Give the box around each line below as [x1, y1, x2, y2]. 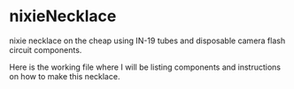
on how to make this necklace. [9, 70, 120, 81]
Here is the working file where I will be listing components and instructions [9, 62, 282, 72]
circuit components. [9, 44, 82, 55]
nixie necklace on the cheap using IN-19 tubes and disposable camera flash [9, 35, 286, 46]
